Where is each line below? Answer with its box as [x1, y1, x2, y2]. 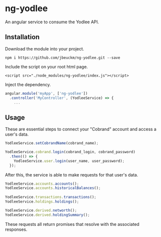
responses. [5, 226, 28, 232]
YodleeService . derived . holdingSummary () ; [5, 212, 90, 217]
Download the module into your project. [5, 46, 84, 51]
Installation [5, 33, 40, 41]
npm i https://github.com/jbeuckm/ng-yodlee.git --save [5, 55, 120, 60]
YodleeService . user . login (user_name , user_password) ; [14, 158, 125, 163]
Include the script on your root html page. [5, 63, 88, 69]
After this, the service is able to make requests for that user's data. [5, 172, 138, 177]
